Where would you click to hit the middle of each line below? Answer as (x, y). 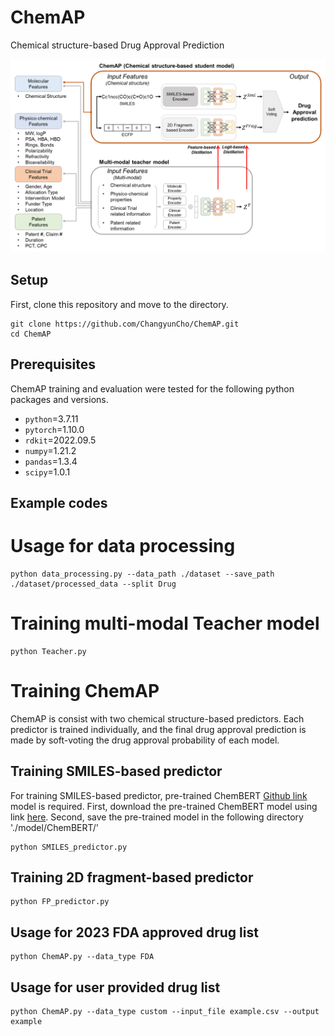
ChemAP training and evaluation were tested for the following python (152, 388)
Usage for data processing (123, 546)
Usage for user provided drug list (115, 987)
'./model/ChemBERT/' (55, 827)
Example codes (59, 503)
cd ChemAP (31, 334)
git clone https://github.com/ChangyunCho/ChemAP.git (125, 324)
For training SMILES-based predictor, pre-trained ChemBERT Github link (159, 795)
